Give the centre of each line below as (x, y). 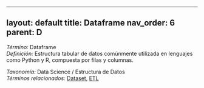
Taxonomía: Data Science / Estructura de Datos (66, 72)
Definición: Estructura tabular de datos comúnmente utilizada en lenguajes (100, 53)
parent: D (24, 32)
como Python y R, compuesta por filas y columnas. (70, 60)
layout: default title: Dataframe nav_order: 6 (90, 23)
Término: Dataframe (31, 47)
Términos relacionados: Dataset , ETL (53, 78)
